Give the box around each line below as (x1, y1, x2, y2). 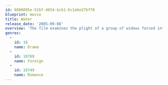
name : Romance (14, 72, 43, 77)
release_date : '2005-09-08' (5, 21, 64, 26)
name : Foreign (14, 58, 43, 63)
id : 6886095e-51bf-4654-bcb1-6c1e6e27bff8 (5, 7, 95, 12)
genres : (5, 30, 21, 35)
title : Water (5, 16, 32, 21)
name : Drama (14, 44, 39, 49)
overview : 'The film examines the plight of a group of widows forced (5, 26, 155, 31)
